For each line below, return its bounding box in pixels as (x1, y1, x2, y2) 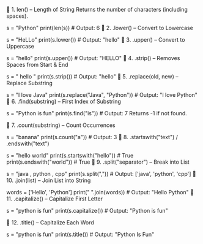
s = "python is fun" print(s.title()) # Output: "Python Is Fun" (6, 231, 155, 238)
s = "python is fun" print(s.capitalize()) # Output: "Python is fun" (6, 207, 168, 214)
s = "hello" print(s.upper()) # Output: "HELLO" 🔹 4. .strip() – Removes (6, 55, 180, 61)
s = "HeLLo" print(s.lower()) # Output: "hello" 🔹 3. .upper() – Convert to (6, 36, 185, 43)
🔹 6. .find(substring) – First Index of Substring (6, 98, 121, 105)
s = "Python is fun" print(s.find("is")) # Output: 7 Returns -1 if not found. (6, 110, 188, 116)
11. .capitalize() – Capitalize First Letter (6, 195, 103, 202)
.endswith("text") (6, 140, 50, 147)
